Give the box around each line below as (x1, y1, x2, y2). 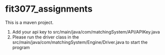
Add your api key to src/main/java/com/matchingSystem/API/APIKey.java (12, 29, 160, 35)
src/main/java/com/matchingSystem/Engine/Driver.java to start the (12, 39, 148, 45)
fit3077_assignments (5, 3, 93, 15)
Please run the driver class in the (12, 34, 79, 40)
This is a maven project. (5, 19, 54, 25)
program (12, 44, 30, 50)
